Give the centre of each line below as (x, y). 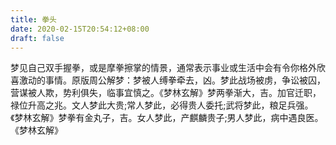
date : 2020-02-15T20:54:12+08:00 (80, 29)
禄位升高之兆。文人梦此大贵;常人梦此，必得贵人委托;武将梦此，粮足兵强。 (162, 105)
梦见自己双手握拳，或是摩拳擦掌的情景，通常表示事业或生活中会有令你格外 (163, 68)
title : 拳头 (33, 19)
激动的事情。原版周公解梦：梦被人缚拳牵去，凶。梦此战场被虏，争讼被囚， (172, 80)
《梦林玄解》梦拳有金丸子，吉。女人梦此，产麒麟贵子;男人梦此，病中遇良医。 (167, 118)
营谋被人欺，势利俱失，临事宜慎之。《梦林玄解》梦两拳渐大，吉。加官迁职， (166, 93)
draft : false (37, 38)
